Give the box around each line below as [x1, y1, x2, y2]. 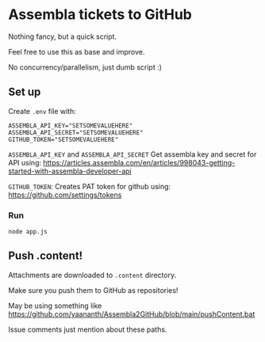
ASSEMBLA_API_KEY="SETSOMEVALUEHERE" [8, 121, 133, 130]
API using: [8, 158, 42, 167]
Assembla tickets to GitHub [8, 6, 192, 24]
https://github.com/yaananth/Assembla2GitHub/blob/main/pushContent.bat [8, 309, 255, 318]
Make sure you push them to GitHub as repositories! [8, 285, 179, 294]
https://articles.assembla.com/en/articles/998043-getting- [43, 158, 236, 167]
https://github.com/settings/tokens [8, 190, 122, 199]
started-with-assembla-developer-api [8, 166, 132, 176]
